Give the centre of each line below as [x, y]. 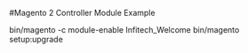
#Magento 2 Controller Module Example [82, 13]
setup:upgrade [36, 39]
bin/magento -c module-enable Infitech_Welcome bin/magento [124, 30]
